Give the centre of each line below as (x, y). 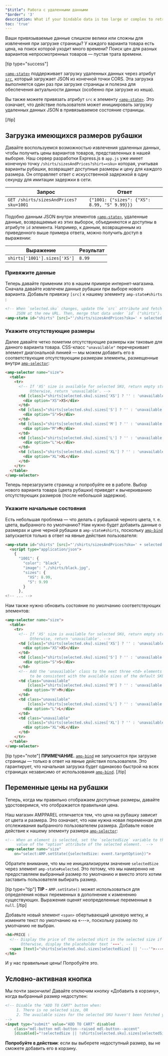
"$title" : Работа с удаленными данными (47, 10)
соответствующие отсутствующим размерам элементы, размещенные (82, 358)
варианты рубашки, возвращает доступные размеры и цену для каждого (84, 169)
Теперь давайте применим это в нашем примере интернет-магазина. (80, 284)
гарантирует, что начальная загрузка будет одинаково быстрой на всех (82, 766)
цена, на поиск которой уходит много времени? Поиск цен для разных (81, 49)
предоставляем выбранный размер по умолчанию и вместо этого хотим (83, 874)
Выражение (41, 251)
